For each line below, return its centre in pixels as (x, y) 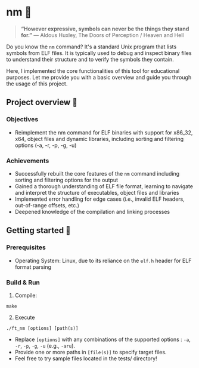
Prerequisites (26, 247)
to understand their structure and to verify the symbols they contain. (90, 59)
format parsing (33, 267)
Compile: (26, 295)
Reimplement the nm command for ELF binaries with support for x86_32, (104, 132)
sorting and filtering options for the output (66, 180)
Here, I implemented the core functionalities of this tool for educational (93, 70)
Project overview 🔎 (42, 102)
